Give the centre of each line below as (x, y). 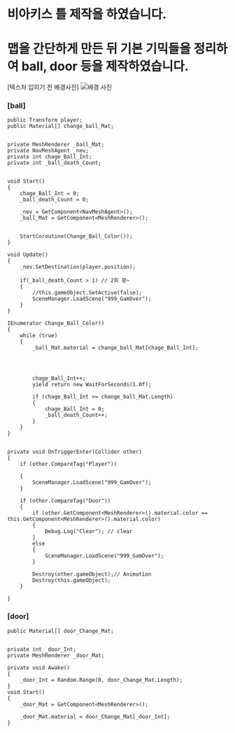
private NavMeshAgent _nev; (48, 151)
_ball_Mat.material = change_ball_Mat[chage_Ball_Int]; (115, 348)
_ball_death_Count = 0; (55, 200)
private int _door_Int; (42, 649)
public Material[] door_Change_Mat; (60, 631)
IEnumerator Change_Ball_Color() (56, 323)
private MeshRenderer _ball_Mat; (56, 145)
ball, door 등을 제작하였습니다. (105, 66)
